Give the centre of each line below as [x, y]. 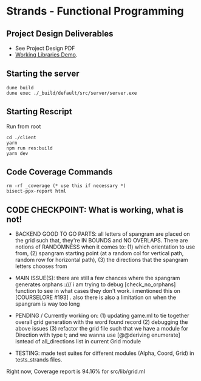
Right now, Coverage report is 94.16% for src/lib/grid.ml [76, 371]
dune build [20, 88]
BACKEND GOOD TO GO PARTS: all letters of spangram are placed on [102, 234]
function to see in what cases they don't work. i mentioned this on [97, 291]
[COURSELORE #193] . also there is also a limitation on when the [96, 297]
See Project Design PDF [45, 48]
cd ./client [21, 137]
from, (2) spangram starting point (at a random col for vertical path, [99, 253]
